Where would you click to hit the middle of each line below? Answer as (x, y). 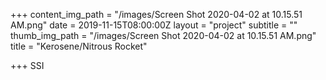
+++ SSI (27, 65)
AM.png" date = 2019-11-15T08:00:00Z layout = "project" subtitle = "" (154, 25)
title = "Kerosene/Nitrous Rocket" (79, 46)
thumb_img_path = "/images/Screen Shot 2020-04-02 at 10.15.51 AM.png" (163, 35)
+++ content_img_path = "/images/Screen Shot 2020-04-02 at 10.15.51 (156, 14)
